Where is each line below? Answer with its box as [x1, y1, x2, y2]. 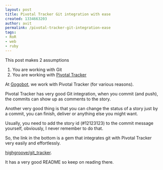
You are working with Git [12, 67, 62, 73]
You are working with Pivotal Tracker [12, 72, 87, 77]
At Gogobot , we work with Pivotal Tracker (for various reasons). [5, 81, 134, 87]
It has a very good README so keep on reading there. [5, 159, 114, 165]
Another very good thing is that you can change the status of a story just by [5, 105, 158, 111]
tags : [5, 30, 16, 35]
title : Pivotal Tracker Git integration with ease [5, 12, 111, 17]
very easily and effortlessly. [5, 140, 61, 146]
